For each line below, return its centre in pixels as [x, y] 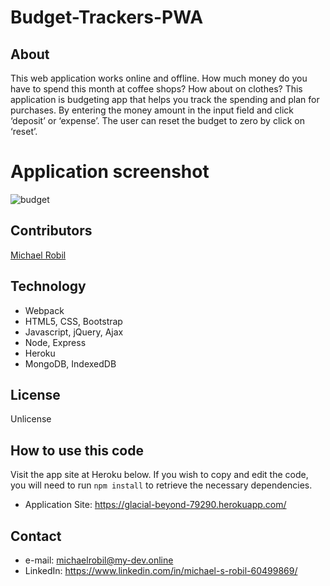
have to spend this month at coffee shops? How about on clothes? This [156, 89]
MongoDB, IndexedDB [70, 363]
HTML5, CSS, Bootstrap [73, 321]
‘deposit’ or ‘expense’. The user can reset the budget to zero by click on [157, 120]
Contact [36, 536]
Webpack [44, 310]
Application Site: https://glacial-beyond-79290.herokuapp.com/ [155, 505]
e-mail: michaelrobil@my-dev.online [99, 560]
